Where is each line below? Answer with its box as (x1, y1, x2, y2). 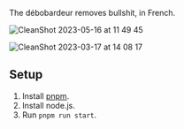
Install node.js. (21, 100, 75, 110)
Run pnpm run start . (21, 110, 97, 120)
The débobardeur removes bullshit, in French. (9, 8, 176, 18)
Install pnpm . (21, 90, 70, 101)
